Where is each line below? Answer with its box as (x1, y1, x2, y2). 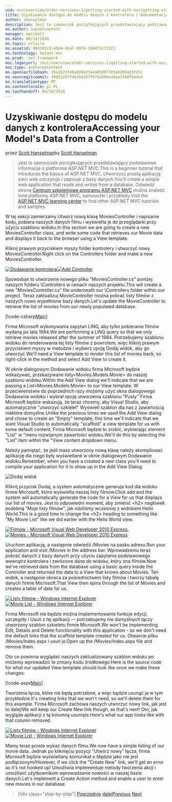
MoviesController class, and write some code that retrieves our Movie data (5, 230, 163, 236)
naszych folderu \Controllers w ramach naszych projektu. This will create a (5, 281, 162, 288)
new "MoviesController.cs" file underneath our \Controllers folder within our (5, 287, 165, 293)
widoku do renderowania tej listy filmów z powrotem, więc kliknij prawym (5, 340, 160, 346)
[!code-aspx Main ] (5, 680, 44, 686)
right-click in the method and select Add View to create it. (5, 356, 127, 363)
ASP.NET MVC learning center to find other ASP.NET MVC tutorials (17, 198, 159, 204)
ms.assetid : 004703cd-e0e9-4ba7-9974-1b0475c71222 (5, 46, 116, 51)
